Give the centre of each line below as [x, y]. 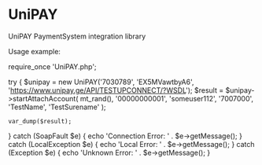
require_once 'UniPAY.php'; [52, 66]
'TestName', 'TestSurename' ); [57, 107]
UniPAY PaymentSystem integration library [77, 36]
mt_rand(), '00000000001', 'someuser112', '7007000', [167, 98]
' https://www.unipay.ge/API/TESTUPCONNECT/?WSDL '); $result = [116, 90]
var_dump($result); [40, 121]
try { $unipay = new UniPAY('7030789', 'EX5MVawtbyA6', [101, 82]
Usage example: [35, 51]
